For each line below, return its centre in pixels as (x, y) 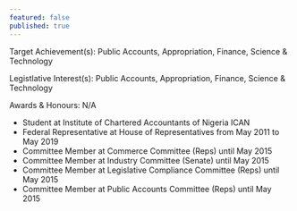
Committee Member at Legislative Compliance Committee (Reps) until (151, 170)
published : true (39, 26)
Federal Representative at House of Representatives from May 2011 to (151, 131)
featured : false (39, 17)
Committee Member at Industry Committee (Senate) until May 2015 (146, 160)
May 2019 (40, 141)
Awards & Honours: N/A (53, 105)
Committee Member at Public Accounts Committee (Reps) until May (147, 189)
